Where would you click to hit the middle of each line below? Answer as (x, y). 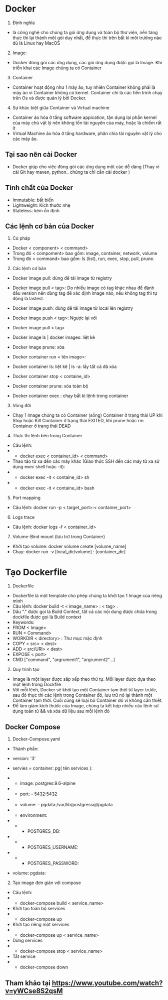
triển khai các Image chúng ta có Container (57, 68)
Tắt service (24, 956)
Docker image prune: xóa (38, 347)
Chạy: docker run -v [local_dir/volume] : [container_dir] (69, 552)
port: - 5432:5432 (38, 794)
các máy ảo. (25, 139)
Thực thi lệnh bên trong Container (47, 436)
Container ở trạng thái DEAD (41, 426)
